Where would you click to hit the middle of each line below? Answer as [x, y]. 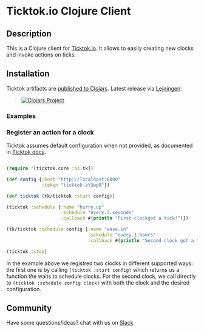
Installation [28, 74]
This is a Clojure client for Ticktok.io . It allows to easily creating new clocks [100, 48]
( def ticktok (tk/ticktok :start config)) [61, 196]
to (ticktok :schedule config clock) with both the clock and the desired [98, 282]
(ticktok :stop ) [27, 251]
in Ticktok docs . [26, 152]
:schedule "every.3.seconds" [97, 213]
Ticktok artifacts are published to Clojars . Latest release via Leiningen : [94, 88]
